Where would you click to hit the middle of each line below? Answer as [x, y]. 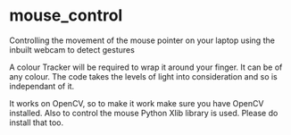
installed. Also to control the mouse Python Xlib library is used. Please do [144, 113]
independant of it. [42, 86]
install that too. [37, 122]
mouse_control [66, 16]
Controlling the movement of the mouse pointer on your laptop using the [142, 40]
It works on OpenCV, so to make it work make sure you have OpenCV [137, 103]
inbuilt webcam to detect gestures [72, 49]
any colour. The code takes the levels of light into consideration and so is [144, 76]
